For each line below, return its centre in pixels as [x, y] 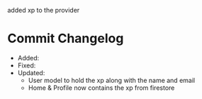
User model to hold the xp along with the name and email [112, 80]
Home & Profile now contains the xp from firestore [101, 88]
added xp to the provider [44, 10]
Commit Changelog [66, 39]
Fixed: [27, 65]
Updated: [31, 72]
